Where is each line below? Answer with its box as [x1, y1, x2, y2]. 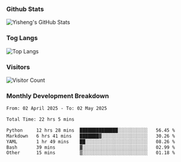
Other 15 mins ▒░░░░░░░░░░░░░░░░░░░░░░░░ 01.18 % [6, 150, 175, 156]
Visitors [6, 62, 30, 71]
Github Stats [6, 5, 44, 13]
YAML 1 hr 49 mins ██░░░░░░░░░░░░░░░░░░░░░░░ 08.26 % [6, 138, 175, 144]
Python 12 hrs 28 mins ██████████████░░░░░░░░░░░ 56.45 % [6, 127, 175, 133]
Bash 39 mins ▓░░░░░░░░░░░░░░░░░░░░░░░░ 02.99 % [6, 144, 175, 150]
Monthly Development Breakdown [6, 92, 109, 100]
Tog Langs [6, 34, 38, 42]
